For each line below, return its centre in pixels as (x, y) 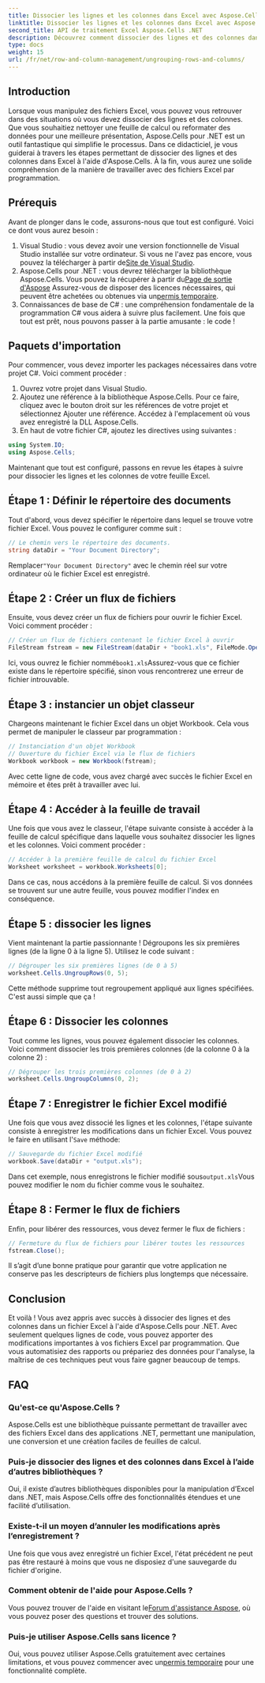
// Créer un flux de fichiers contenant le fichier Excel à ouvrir (121, 640)
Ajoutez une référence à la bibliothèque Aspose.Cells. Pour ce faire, (129, 397)
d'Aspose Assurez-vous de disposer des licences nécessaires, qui (127, 287)
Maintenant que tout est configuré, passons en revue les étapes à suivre (126, 468)
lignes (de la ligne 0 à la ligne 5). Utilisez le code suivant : (101, 951)
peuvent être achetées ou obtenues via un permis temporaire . (119, 296)
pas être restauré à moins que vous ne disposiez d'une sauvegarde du (123, 1561)
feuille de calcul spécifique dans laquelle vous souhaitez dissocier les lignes (132, 837)
